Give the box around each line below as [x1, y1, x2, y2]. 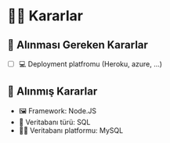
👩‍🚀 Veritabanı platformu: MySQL [18, 125, 124, 135]
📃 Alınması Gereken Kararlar [7, 38, 148, 52]
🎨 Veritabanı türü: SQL [18, 117, 91, 127]
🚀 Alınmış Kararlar [7, 85, 98, 98]
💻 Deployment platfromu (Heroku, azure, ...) [18, 59, 162, 69]
